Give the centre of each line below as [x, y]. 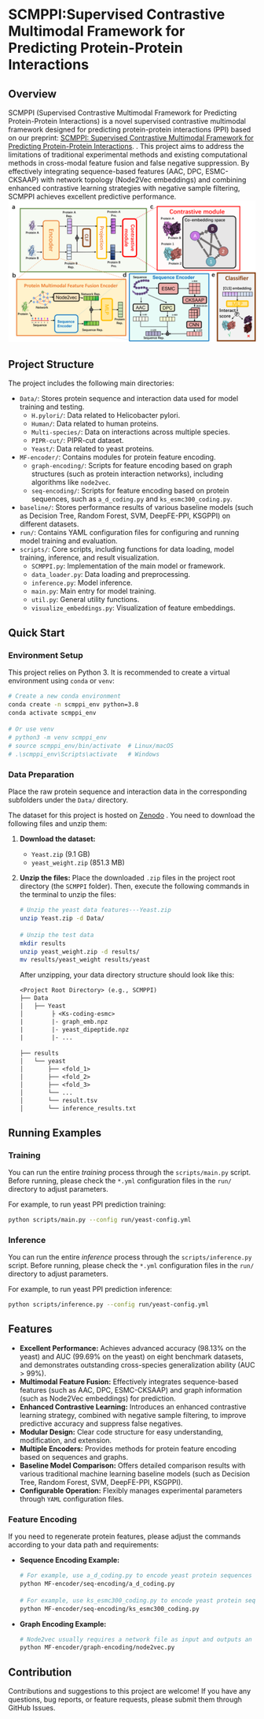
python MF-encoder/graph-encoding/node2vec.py [97, 1648]
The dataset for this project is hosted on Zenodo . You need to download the [132, 815]
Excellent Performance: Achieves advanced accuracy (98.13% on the [133, 1348]
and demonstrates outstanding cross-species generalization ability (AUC [137, 1364]
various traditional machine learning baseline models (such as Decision [135, 1473]
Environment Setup [46, 655]
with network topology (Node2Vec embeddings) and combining [143, 180]
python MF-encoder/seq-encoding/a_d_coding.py [97, 1584]
